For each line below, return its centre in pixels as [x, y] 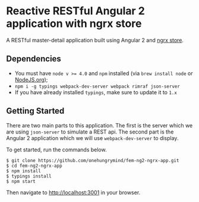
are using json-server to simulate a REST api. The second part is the [90, 132]
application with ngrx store [74, 24]
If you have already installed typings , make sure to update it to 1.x [96, 92]
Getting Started [35, 111]
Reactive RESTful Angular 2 [76, 11]
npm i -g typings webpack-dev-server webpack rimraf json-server [97, 86]
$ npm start [21, 181]
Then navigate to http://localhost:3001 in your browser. [73, 192]
